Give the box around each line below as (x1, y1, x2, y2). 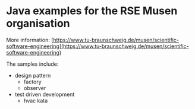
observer (23, 84, 46, 91)
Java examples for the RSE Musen (6, 4, 178, 18)
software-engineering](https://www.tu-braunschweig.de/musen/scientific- (6, 43, 189, 50)
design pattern (14, 72, 51, 79)
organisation (6, 17, 70, 30)
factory (23, 78, 42, 85)
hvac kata (23, 97, 48, 104)
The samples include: (6, 60, 59, 68)
